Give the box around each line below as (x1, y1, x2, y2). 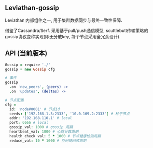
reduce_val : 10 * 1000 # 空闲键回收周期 (9, 138, 87, 143)
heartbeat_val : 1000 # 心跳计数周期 (9, 129, 79, 134)
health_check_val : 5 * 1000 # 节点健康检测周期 (9, 133, 101, 138)
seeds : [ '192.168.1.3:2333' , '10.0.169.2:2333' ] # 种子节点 (9, 111, 130, 116)
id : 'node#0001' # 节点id (9, 106, 60, 112)
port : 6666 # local (9, 120, 49, 125)
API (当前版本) (5, 49, 47, 58)
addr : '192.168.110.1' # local (9, 116, 72, 120)
